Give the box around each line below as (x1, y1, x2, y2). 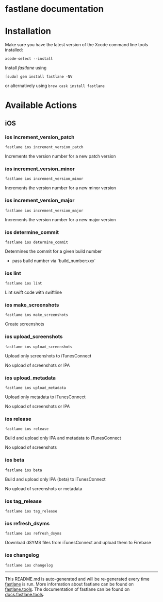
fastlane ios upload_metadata (5, 386, 66, 390)
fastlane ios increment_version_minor (5, 177, 83, 181)
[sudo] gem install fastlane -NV (5, 74, 73, 79)
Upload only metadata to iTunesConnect (5, 394, 86, 400)
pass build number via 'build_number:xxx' (12, 258, 96, 264)
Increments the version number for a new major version (5, 216, 116, 222)
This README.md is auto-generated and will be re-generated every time (5, 576, 149, 582)
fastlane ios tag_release (5, 509, 57, 513)
